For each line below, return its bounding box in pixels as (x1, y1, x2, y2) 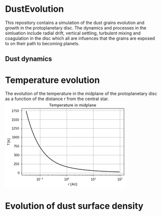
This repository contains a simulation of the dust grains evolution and (5, 20, 144, 26)
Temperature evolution (5, 75, 100, 85)
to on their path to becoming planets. (5, 40, 80, 46)
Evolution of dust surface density (5, 200, 143, 212)
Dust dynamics (5, 55, 52, 63)
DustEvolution (5, 3, 64, 15)
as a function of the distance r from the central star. (5, 96, 109, 102)
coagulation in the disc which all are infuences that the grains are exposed (5, 35, 155, 41)
